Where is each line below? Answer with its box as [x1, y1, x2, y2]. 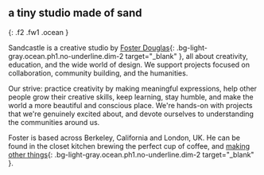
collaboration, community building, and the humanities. [8, 68, 188, 78]
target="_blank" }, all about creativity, [125, 51, 248, 60]
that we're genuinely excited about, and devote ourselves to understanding [8, 109, 254, 119]
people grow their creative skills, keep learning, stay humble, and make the [8, 91, 254, 102]
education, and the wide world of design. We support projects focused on [8, 60, 250, 69]
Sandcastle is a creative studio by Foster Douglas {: [8, 43, 175, 52]
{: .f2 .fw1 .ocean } [8, 27, 69, 37]
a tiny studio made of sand [8, 6, 142, 20]
